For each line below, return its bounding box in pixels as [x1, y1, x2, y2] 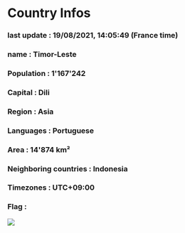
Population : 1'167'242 [7, 68, 86, 78]
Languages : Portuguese [7, 126, 95, 136]
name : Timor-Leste [7, 50, 77, 60]
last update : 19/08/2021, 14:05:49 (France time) [7, 31, 179, 40]
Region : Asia [7, 107, 54, 116]
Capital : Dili [7, 87, 50, 97]
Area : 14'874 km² [7, 144, 70, 154]
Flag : [7, 202, 27, 212]
